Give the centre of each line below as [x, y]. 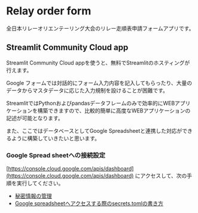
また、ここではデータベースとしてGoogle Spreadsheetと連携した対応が [94, 130]
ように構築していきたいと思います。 [56, 138]
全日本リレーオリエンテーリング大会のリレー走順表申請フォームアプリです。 [100, 28]
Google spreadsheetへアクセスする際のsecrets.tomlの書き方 [89, 203]
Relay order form [49, 11]
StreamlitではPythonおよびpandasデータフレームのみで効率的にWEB [91, 103]
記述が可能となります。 [35, 118]
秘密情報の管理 [33, 196]
